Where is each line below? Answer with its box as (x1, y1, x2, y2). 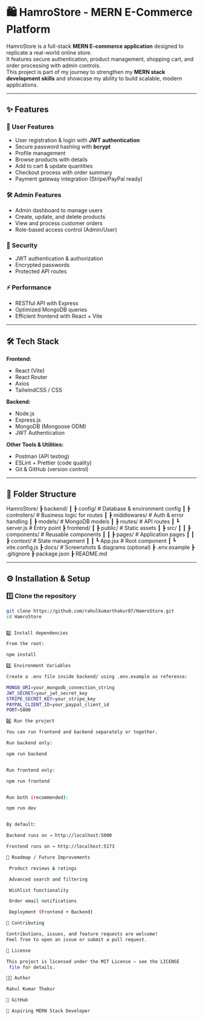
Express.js (14, 417, 41, 424)
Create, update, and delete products (14, 213, 106, 220)
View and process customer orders (14, 220, 103, 227)
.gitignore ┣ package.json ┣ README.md (6, 550, 108, 557)
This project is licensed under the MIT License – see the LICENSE (6, 958, 180, 965)
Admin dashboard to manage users (14, 206, 103, 213)
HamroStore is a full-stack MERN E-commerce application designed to (6, 42, 184, 50)
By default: (6, 822, 36, 828)
